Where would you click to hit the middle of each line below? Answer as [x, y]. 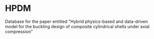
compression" [19, 31]
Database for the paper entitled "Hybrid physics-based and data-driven [77, 21]
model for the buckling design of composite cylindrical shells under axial [77, 26]
